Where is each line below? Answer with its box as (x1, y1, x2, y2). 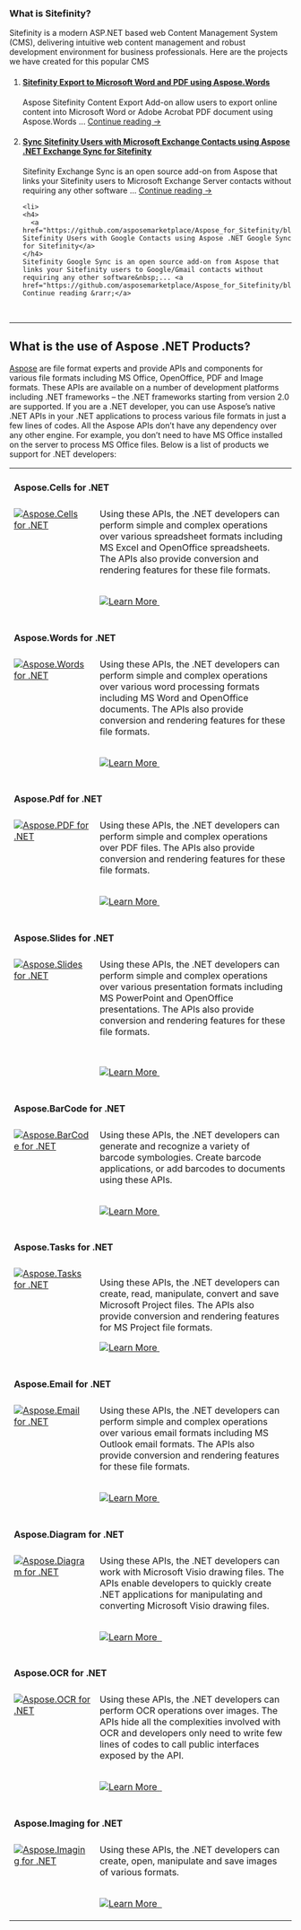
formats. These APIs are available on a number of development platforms (9, 382, 279, 392)
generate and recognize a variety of (99, 1139, 251, 1152)
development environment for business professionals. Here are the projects (9, 47, 288, 57)
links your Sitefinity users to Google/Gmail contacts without (21, 265, 264, 274)
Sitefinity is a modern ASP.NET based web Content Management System (9, 28, 279, 39)
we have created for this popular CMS (9, 57, 150, 67)
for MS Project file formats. (99, 1321, 213, 1334)
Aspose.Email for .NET (13, 1377, 112, 1390)
